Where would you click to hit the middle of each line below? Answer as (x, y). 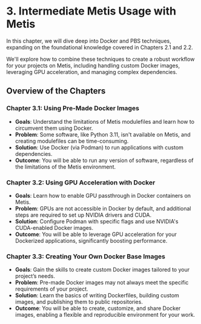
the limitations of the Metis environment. (65, 167)
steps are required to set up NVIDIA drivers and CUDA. (83, 215)
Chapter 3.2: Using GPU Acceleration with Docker (81, 182)
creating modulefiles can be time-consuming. (72, 141)
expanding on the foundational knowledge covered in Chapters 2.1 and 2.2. (100, 47)
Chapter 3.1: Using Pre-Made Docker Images (73, 109)
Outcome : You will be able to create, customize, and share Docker (98, 308)
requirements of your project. (52, 289)
